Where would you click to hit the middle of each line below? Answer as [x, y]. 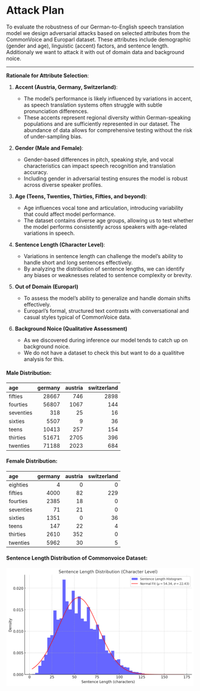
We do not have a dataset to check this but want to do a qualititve [104, 353]
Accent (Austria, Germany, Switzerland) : [66, 87]
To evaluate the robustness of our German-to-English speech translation [95, 27]
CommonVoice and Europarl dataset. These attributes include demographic [99, 39]
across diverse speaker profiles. [63, 184]
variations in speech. [49, 233]
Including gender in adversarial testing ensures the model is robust [106, 178]
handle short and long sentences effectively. [78, 262]
